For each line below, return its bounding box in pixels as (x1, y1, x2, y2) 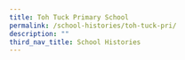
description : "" (9, 29, 69, 38)
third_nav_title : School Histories (9, 37, 141, 47)
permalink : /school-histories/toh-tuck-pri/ (9, 21, 177, 30)
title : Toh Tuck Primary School (9, 12, 129, 22)
